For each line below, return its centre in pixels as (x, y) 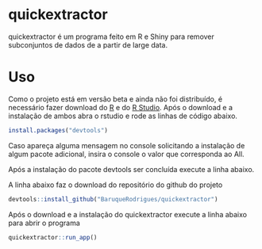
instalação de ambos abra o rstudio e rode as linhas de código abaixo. (123, 116)
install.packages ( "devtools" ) (58, 130)
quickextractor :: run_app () (53, 237)
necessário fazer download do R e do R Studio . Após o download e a (120, 107)
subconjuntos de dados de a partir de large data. (88, 44)
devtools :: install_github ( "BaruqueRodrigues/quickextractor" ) (113, 199)
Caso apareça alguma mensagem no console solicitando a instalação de (127, 145)
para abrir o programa (44, 223)
